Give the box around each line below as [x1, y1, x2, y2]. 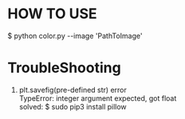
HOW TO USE [7, 5, 97, 23]
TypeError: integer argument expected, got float [18, 93, 177, 103]
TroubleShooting [7, 59, 121, 77]
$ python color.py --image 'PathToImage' [7, 31, 143, 40]
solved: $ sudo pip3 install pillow [18, 102, 127, 111]
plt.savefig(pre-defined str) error [18, 85, 127, 94]
